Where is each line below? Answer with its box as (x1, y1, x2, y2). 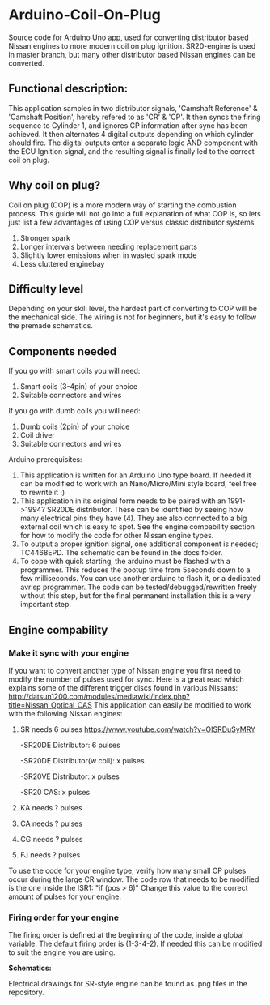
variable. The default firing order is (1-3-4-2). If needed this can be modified (8, 939, 263, 949)
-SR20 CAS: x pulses (19, 787, 91, 797)
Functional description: (8, 82, 129, 96)
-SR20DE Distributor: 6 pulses (19, 740, 121, 750)
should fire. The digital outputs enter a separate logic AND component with (8, 138, 259, 148)
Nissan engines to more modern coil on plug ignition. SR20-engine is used (8, 41, 256, 50)
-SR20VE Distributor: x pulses (19, 772, 120, 781)
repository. (8, 987, 44, 998)
